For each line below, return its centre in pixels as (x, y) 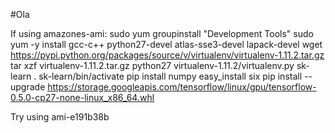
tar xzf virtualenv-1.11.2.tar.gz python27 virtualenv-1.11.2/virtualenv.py (152, 65)
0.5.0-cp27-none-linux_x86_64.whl (82, 97)
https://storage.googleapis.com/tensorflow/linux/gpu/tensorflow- (182, 87)
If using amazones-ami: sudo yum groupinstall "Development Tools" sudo (162, 33)
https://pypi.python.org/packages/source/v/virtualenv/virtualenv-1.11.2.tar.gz (167, 55)
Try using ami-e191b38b (60, 117)
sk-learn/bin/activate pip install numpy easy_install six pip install (170, 76)
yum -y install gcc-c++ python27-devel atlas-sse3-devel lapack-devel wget (166, 44)
